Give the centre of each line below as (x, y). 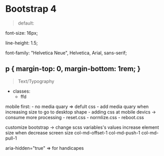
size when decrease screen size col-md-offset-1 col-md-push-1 (73, 132)
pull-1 (11, 138)
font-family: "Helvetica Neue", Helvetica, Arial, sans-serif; (66, 53)
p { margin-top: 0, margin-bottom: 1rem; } (73, 69)
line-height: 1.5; (22, 43)
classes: (22, 91)
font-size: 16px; (22, 33)
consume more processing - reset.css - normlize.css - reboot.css (75, 117)
